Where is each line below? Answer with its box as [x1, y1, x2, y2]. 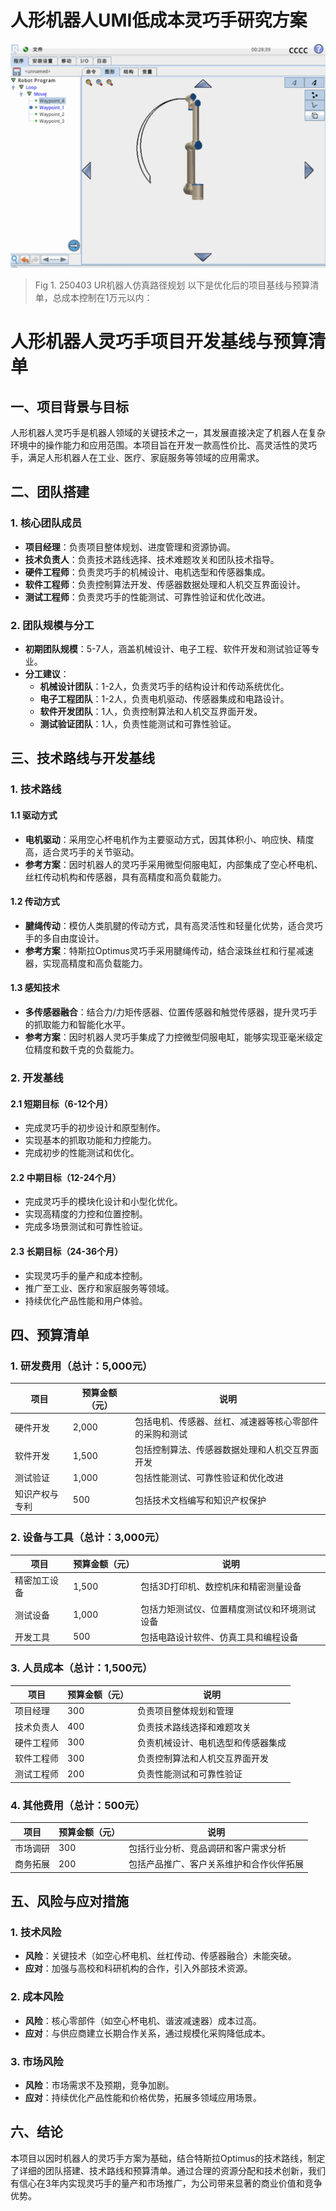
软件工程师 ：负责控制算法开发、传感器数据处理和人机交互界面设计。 [24, 578, 306, 590]
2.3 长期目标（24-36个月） [10, 1245, 124, 1257]
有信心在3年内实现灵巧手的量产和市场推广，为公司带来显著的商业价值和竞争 [10, 2177, 323, 2189]
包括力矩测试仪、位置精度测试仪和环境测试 [140, 1602, 317, 1615]
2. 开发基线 [10, 1071, 64, 1085]
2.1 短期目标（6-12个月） [10, 1097, 114, 1110]
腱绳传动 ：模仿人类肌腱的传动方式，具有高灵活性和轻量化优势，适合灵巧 [24, 919, 323, 931]
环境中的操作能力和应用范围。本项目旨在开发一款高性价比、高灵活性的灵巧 [10, 439, 317, 451]
